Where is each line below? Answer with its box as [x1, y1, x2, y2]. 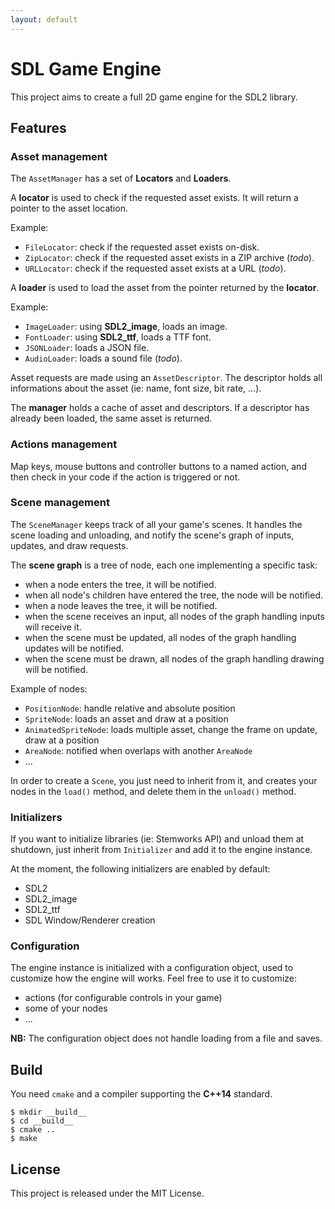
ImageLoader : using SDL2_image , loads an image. [24, 321, 228, 333]
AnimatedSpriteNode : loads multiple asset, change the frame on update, [24, 723, 318, 735]
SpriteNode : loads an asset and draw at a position [24, 712, 229, 725]
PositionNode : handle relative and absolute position [24, 702, 236, 714]
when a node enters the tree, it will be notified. [24, 578, 217, 590]
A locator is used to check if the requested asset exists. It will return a [10, 192, 299, 204]
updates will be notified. [24, 642, 125, 654]
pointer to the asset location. [10, 202, 128, 215]
